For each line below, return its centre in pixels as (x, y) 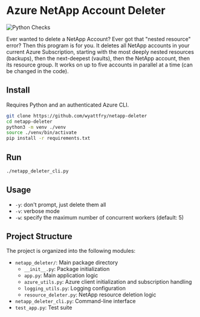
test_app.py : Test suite (44, 308)
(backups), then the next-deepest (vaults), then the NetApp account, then (98, 58)
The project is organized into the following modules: (71, 251)
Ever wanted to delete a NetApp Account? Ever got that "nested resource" (99, 39)
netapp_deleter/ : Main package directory (66, 263)
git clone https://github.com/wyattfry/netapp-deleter (77, 116)
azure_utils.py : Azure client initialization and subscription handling (108, 282)
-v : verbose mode (37, 211)
